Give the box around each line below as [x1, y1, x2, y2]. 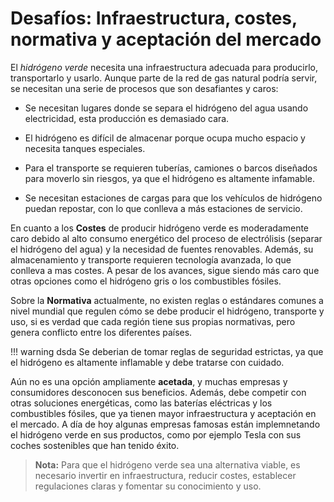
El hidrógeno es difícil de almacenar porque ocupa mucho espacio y [24, 132, 306, 144]
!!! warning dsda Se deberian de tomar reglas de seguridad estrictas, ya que [10, 345, 324, 357]
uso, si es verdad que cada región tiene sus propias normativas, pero [10, 315, 296, 327]
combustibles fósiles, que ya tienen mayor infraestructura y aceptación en [10, 407, 317, 419]
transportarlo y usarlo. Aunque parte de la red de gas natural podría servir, [10, 72, 318, 84]
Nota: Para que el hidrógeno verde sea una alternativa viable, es [34, 458, 301, 471]
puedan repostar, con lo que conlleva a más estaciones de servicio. [24, 202, 303, 214]
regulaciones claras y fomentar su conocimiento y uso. [34, 480, 262, 492]
